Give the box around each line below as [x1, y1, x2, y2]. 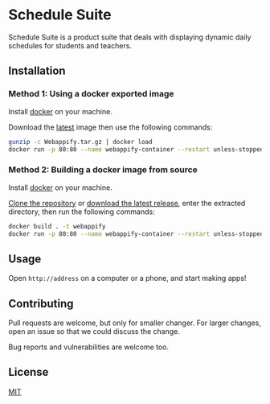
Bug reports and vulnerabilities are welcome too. [8, 342, 170, 352]
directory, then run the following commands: [8, 207, 155, 216]
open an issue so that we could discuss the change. [8, 327, 181, 336]
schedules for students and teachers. [8, 40, 133, 50]
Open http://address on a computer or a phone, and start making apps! [8, 274, 247, 283]
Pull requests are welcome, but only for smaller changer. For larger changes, [8, 318, 261, 328]
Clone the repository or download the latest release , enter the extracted [8, 198, 246, 208]
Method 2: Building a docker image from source [8, 164, 198, 175]
